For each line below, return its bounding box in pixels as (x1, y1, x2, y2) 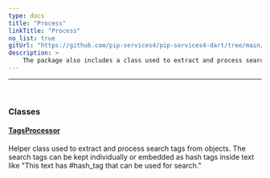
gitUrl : (8, 42, 35, 50)
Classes (8, 106, 41, 117)
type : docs (8, 11, 45, 20)
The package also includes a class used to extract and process (22, 57, 243, 65)
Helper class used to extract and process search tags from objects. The (8, 144, 247, 153)
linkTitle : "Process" (8, 26, 81, 34)
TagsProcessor (8, 126, 60, 136)
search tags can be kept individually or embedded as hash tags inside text (8, 152, 255, 161)
